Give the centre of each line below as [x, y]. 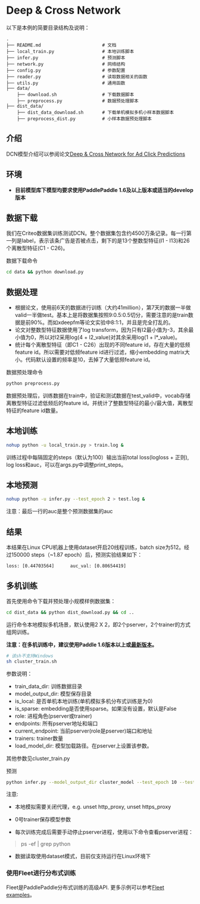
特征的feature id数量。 [34, 410]
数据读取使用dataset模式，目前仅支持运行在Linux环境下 [83, 856]
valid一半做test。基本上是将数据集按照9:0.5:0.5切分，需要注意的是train [101, 315]
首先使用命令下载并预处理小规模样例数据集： [61, 601]
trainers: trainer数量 [39, 738]
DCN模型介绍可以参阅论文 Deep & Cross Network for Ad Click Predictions [96, 154]
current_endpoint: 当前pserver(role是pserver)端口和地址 [84, 731]
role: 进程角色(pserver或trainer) [53, 716]
